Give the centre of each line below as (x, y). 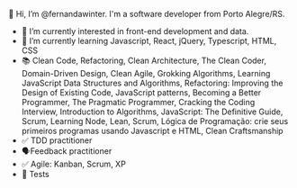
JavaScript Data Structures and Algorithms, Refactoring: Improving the (152, 83)
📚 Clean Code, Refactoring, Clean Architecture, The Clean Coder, (144, 60)
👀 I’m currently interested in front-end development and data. (135, 31)
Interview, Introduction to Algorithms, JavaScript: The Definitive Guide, (152, 112)
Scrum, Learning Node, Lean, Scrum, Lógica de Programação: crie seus (155, 121)
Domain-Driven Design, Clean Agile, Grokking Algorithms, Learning (146, 73)
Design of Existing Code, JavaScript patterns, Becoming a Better (141, 93)
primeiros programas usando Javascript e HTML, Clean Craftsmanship (153, 131)
